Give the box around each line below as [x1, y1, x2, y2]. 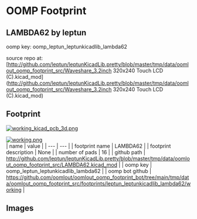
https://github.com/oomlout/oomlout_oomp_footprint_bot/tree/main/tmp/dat [6, 174, 189, 181]
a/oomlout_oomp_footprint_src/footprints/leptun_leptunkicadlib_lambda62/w [6, 180, 191, 187]
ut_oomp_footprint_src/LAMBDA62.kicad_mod [6, 161, 118, 168]
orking [6, 186, 22, 193]
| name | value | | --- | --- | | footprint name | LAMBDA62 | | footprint [6, 142, 171, 150]
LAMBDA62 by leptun [6, 28, 87, 38]
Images [6, 203, 34, 213]
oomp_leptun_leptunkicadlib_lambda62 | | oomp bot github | [6, 167, 151, 174]
